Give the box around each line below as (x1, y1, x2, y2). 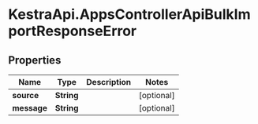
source (12, 90, 39, 100)
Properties (8, 53, 62, 67)
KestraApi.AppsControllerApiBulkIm (8, 5, 251, 24)
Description (86, 77, 132, 87)
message (12, 103, 47, 113)
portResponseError (8, 22, 137, 40)
